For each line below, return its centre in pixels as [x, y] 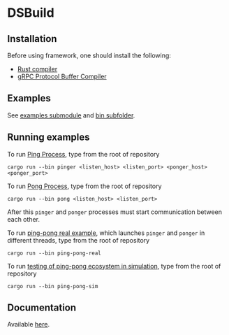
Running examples [49, 137]
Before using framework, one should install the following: [89, 55]
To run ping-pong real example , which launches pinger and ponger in [106, 233]
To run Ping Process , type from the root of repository [83, 154]
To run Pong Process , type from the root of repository [84, 186]
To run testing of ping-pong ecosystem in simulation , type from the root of [114, 266]
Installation [32, 39]
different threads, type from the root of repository [79, 240]
